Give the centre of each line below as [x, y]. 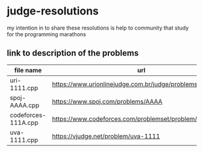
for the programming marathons [46, 34]
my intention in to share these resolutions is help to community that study [98, 28]
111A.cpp [24, 122]
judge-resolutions [53, 11]
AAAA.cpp [25, 105]
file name [28, 70]
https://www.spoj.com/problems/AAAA [107, 101]
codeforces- [28, 115]
